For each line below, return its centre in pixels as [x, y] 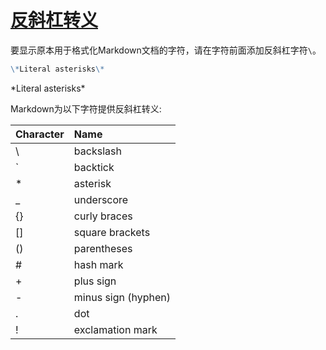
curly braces [103, 216]
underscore [101, 199]
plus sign [95, 281]
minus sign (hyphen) [122, 297]
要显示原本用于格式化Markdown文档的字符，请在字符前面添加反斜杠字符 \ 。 [166, 50]
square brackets [112, 232]
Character [40, 134]
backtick [94, 167]
